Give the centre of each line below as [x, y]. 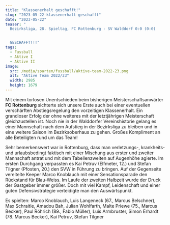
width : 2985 [23, 80]
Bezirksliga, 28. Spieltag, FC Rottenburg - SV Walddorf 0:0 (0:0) [83, 29]
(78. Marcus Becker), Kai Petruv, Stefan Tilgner [55, 216]
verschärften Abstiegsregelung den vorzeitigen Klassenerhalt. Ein [74, 110]
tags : [11, 47]
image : [12, 66]
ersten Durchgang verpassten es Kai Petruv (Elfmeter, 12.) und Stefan [78, 163]
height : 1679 [24, 85]
